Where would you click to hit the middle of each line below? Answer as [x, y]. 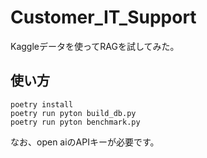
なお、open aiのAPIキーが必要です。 [85, 142]
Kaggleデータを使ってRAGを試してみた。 [95, 46]
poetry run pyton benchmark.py [75, 122]
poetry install [42, 104]
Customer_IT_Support [103, 17]
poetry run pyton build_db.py [73, 113]
